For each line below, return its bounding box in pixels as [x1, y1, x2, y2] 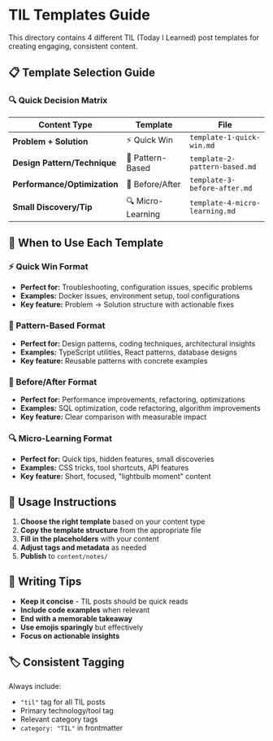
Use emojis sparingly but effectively [19, 622, 144, 632]
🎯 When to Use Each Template [8, 236, 164, 250]
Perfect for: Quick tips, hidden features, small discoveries [19, 454, 214, 464]
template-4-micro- [189, 198, 261, 208]
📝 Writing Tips [8, 575, 82, 589]
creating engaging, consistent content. [8, 41, 138, 50]
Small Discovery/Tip [12, 202, 93, 213]
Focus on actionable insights [19, 630, 120, 640]
